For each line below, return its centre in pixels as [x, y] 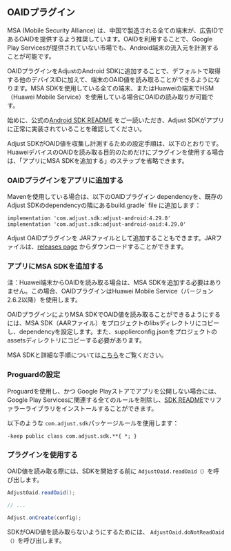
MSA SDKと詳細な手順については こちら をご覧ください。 [87, 355]
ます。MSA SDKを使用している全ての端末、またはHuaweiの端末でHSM [113, 88]
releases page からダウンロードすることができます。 [112, 246]
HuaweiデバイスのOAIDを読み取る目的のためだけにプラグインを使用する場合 [115, 152]
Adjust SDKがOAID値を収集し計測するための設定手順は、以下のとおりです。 [115, 143]
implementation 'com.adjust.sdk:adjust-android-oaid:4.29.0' [97, 224]
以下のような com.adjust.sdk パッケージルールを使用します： [93, 423]
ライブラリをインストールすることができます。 [91, 408]
